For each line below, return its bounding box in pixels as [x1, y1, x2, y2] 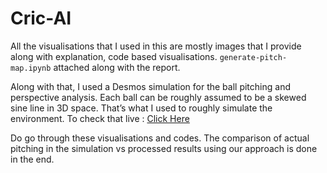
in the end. [10, 153, 55, 165]
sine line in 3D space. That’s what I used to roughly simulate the [10, 102, 273, 114]
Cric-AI [10, 7, 72, 30]
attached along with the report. [53, 61, 181, 73]
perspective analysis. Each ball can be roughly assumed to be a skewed [10, 91, 307, 103]
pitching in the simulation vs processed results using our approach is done [10, 142, 318, 154]
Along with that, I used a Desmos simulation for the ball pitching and [10, 80, 291, 92]
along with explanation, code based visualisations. [10, 50, 218, 62]
